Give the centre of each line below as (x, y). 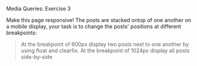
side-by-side (36, 57)
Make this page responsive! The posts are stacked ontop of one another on (99, 20)
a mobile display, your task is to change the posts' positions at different (94, 26)
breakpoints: (21, 33)
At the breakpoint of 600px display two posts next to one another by (105, 44)
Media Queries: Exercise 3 (39, 9)
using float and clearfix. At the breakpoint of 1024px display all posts (105, 51)
